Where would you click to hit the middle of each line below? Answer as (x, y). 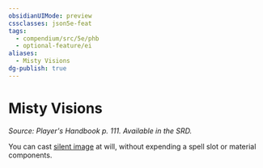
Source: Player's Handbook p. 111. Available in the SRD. (100, 131)
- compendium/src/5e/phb (57, 38)
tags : (17, 31)
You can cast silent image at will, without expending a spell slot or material (132, 146)
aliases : (23, 53)
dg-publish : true (38, 69)
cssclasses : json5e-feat (50, 23)
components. (30, 155)
